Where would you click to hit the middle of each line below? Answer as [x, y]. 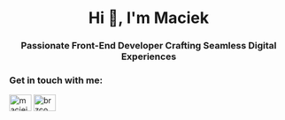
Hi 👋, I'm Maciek [149, 18]
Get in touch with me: [56, 80]
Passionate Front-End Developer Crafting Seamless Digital [149, 46]
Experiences [149, 56]
